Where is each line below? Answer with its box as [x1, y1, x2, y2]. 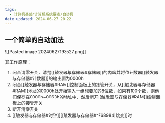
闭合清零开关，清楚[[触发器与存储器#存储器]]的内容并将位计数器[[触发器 [12, 70, 159, 75]
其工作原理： [5, 59, 31, 65]
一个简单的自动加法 [5, 35, 64, 44]
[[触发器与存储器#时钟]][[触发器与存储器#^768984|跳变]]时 [12, 112, 132, 118]
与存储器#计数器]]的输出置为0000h [12, 75, 84, 81]
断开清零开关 [12, 106, 38, 112]
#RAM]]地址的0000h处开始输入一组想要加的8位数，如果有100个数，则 [12, 88, 155, 94]
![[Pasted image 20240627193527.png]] [5, 49, 86, 55]
